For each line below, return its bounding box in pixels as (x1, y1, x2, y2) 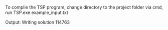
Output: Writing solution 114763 (5, 19, 70, 25)
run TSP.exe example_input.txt (5, 9, 69, 15)
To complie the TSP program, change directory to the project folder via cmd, (5, 4, 163, 10)
